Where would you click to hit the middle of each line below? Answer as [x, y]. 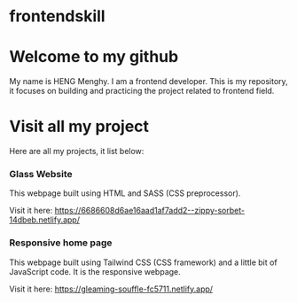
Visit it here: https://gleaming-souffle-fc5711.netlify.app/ [111, 289]
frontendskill [57, 16]
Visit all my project [79, 127]
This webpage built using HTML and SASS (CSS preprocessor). [125, 193]
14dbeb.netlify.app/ [44, 220]
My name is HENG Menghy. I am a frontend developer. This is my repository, [148, 82]
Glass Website [41, 174]
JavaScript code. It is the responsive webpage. [95, 271]
